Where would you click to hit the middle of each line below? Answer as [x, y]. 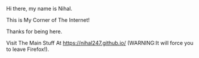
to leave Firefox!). [28, 49]
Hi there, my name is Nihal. [39, 9]
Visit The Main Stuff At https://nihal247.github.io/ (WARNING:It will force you [100, 43]
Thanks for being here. [34, 31]
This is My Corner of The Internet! [48, 20]
